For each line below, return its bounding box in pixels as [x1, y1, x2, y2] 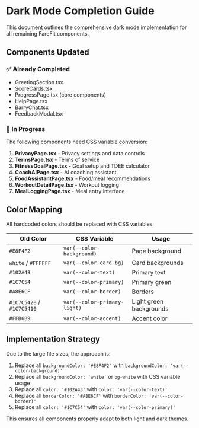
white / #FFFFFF [9, 258, 52, 267]
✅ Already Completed [6, 65, 70, 74]
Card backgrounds [131, 258, 184, 267]
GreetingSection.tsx [14, 78, 63, 85]
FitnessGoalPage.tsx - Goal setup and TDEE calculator [14, 162, 150, 170]
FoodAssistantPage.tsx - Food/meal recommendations [14, 175, 151, 182]
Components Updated [6, 47, 89, 58]
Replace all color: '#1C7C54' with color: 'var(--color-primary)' [14, 403, 176, 410]
